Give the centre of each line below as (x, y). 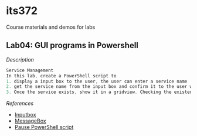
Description (20, 59)
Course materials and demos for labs (51, 27)
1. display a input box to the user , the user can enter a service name (97, 81)
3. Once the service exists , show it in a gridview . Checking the (89, 92)
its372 (22, 11)
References (20, 103)
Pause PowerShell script (44, 127)
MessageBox (30, 121)
